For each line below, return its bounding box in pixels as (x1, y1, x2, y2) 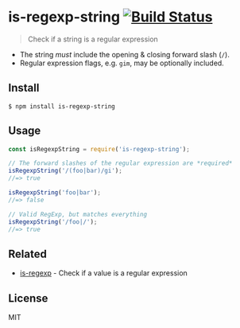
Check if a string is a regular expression (27, 34, 159, 44)
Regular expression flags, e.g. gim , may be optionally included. (19, 58, 224, 68)
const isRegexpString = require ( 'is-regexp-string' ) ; (8, 145, 191, 153)
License (8, 291, 48, 305)
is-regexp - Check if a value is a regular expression (19, 268, 188, 278)
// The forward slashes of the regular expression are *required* (8, 159, 233, 167)
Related (8, 247, 48, 260)
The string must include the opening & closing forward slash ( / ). (19, 49, 230, 59)
